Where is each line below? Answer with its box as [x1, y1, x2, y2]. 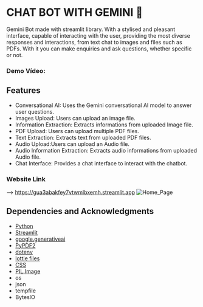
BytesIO [15, 293, 35, 300]
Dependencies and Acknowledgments [6, 206, 154, 216]
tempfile [15, 287, 36, 294]
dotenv [15, 248, 33, 255]
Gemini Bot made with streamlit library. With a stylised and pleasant [6, 26, 175, 33]
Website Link [6, 174, 46, 183]
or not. [6, 51, 23, 58]
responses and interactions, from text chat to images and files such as [6, 38, 182, 46]
